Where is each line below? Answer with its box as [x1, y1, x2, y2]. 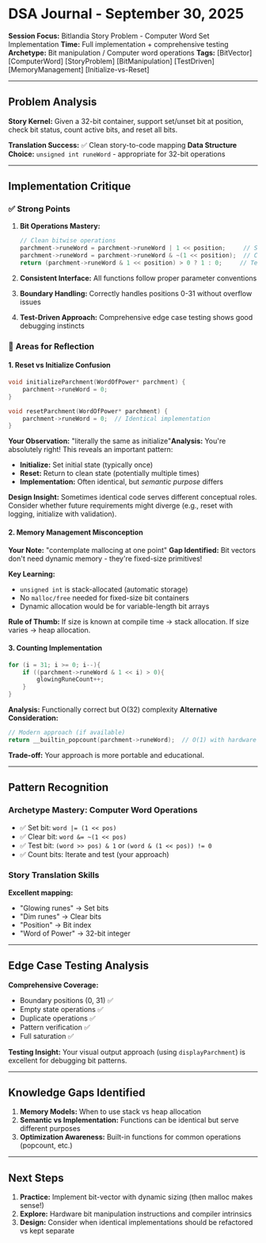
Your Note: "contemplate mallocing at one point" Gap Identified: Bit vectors [8, 545, 256, 554]
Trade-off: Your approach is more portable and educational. [8, 750, 204, 759]
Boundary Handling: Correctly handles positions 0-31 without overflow [19, 288, 253, 298]
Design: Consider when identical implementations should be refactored [19, 1218, 253, 1227]
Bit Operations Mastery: [19, 222, 101, 231]
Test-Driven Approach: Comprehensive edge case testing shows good [19, 312, 253, 322]
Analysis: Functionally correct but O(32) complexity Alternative [8, 704, 218, 715]
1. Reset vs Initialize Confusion [8, 361, 111, 370]
